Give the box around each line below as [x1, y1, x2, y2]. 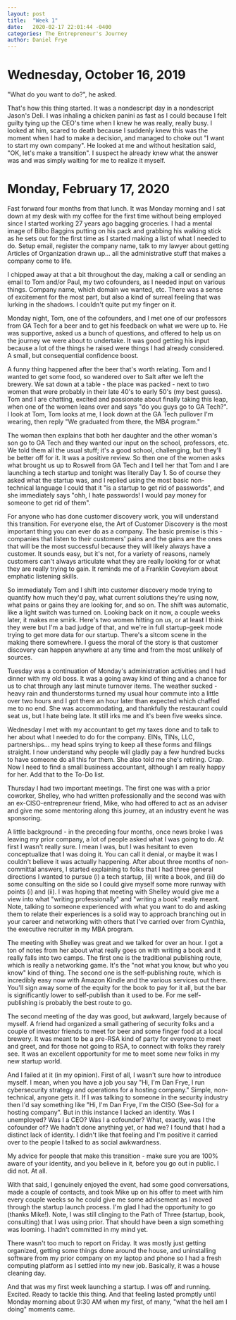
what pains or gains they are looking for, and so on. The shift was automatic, [7, 600, 229, 609]
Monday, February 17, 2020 [7, 181, 170, 197]
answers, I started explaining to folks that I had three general [37, 865, 213, 873]
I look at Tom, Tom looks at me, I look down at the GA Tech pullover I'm [7, 410, 213, 418]
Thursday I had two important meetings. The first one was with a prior [7, 784, 211, 792]
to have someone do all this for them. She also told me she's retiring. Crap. [7, 755, 224, 763]
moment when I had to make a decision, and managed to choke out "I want [7, 134, 225, 142]
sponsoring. [7, 814, 42, 822]
